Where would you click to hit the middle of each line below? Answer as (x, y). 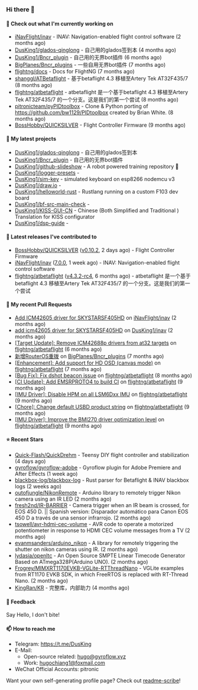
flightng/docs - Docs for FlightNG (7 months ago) (74, 72)
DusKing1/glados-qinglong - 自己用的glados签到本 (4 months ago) (95, 50)
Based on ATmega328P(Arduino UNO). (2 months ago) (81, 562)
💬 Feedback (21, 602)
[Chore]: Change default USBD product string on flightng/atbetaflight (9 (102, 407)
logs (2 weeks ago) (38, 486)
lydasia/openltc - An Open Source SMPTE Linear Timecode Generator (100, 555)
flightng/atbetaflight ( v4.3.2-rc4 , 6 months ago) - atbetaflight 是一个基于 (103, 276)
